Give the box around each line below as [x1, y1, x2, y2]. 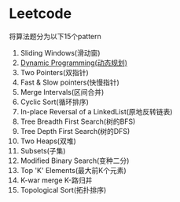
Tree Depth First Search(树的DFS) [20, 126, 130, 135]
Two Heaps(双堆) [20, 136, 77, 146]
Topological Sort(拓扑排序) [20, 185, 107, 194]
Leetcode [9, 5, 72, 23]
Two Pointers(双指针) [20, 67, 89, 77]
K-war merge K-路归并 [20, 175, 93, 185]
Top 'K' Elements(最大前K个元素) [20, 165, 127, 175]
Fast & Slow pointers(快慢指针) [20, 78, 120, 87]
